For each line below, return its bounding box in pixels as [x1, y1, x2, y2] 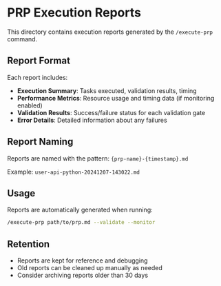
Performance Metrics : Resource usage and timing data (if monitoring [17, 94, 215, 102]
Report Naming [7, 136, 74, 147]
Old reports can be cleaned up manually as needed [17, 264, 163, 272]
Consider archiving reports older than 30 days [17, 271, 149, 280]
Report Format [7, 55, 71, 67]
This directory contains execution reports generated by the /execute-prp [7, 28, 213, 36]
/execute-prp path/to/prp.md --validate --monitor [7, 219, 156, 226]
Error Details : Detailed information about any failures [17, 116, 167, 124]
